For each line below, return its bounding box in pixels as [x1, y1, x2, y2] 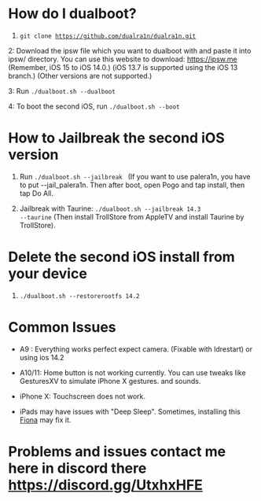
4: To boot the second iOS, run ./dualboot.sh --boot [8, 101, 180, 111]
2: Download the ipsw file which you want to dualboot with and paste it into [8, 46, 252, 55]
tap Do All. [19, 188, 53, 197]
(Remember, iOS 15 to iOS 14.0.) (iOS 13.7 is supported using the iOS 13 [8, 62, 238, 72]
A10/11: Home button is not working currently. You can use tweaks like [19, 367, 246, 378]
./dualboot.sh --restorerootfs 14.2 [19, 292, 140, 300]
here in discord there [8, 459, 147, 477]
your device [8, 265, 88, 283]
